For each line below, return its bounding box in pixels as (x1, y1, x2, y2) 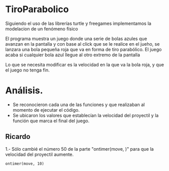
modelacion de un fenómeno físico (5, 25, 78, 31)
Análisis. (5, 85, 43, 96)
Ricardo (5, 132, 31, 141)
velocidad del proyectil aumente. (5, 151, 74, 157)
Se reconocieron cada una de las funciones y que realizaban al (12, 101, 145, 108)
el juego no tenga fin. (5, 67, 50, 73)
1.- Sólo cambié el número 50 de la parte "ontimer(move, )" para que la (5, 146, 154, 152)
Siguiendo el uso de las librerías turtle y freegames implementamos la (5, 20, 152, 26)
